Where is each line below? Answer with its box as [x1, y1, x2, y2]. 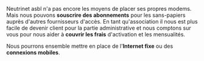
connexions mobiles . [6, 49, 60, 56]
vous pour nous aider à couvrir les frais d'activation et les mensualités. [6, 31, 186, 38]
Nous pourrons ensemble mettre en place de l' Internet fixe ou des [6, 42, 174, 50]
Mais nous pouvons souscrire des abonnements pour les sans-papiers [6, 11, 186, 19]
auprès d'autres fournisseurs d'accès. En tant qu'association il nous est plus [6, 18, 198, 25]
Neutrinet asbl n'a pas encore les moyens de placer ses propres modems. [6, 5, 192, 12]
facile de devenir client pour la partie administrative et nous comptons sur [6, 24, 192, 31]
